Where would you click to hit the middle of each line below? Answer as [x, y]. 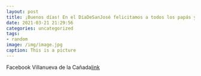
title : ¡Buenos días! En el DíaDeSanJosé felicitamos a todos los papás [99, 17]
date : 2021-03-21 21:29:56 [40, 23]
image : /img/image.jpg [34, 45]
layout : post [22, 12]
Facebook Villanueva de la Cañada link [53, 67]
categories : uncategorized [40, 28]
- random [17, 39]
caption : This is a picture [41, 50]
